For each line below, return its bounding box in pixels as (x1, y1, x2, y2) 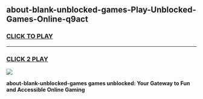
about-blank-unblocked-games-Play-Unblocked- (6, 5, 196, 15)
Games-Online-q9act (6, 14, 89, 25)
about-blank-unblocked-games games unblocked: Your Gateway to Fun (6, 79, 190, 86)
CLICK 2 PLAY (6, 55, 48, 63)
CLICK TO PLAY (6, 32, 53, 41)
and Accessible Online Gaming (6, 86, 85, 93)
